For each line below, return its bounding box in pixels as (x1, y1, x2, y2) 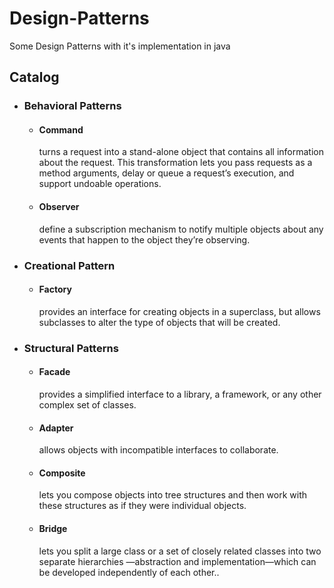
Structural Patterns (23, 341, 119, 355)
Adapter (38, 422, 74, 434)
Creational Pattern (23, 258, 116, 272)
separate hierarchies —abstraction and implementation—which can (38, 555, 317, 567)
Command (38, 123, 84, 136)
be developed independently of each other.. (38, 566, 220, 578)
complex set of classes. (38, 398, 137, 411)
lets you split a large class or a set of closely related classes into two (38, 545, 322, 557)
